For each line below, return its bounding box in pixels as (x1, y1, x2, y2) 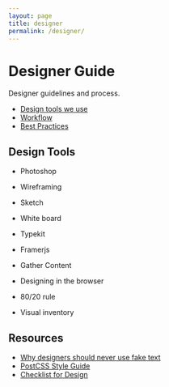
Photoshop (19, 167, 57, 176)
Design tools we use (19, 104, 88, 114)
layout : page (8, 11, 53, 20)
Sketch (19, 198, 44, 207)
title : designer (8, 19, 63, 28)
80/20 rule (19, 292, 56, 302)
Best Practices (19, 121, 69, 131)
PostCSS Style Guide (19, 361, 91, 371)
